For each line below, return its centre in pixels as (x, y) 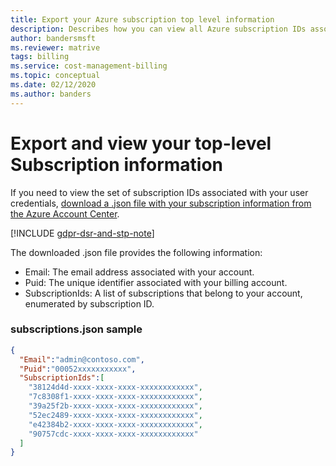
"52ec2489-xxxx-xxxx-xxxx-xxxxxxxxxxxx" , (115, 415)
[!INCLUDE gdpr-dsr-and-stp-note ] (82, 233)
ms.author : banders (51, 94)
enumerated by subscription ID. (89, 303)
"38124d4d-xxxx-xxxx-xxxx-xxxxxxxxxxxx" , (115, 387)
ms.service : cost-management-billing (89, 66)
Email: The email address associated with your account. (139, 272)
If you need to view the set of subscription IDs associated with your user (159, 192)
